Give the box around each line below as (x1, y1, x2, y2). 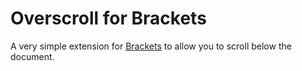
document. (10, 50, 55, 62)
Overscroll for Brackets (10, 7, 207, 30)
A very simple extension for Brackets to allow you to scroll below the (10, 40, 292, 52)
